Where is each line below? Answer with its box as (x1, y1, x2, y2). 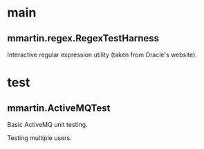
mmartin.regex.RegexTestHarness (7, 32, 160, 44)
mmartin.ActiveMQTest (7, 102, 111, 114)
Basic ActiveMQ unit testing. (7, 121, 88, 128)
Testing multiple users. (7, 134, 72, 142)
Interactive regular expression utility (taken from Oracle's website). (7, 50, 197, 59)
